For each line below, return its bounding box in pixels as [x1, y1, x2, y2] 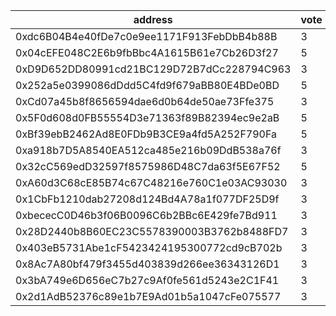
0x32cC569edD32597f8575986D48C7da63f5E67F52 [15, 160, 281, 173]
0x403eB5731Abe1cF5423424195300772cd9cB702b [15, 241, 283, 254]
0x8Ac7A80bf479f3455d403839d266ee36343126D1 [15, 257, 280, 271]
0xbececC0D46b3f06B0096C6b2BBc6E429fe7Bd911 [15, 209, 278, 222]
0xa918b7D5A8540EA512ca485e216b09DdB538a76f [15, 144, 282, 157]
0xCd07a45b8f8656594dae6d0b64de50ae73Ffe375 [15, 95, 275, 108]
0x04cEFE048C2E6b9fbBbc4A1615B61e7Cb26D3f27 [15, 46, 279, 59]
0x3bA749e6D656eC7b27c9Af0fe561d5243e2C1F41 [15, 274, 280, 287]
